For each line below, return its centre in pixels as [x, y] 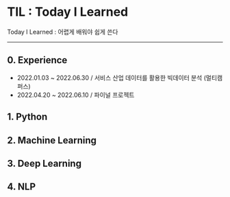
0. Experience [37, 60]
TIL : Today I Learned [68, 12]
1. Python [27, 117]
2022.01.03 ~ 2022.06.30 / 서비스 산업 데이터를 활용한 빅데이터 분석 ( [112, 78]
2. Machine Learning [52, 140]
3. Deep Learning [44, 163]
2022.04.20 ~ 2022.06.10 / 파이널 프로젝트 [76, 95]
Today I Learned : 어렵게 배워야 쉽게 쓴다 [63, 32]
